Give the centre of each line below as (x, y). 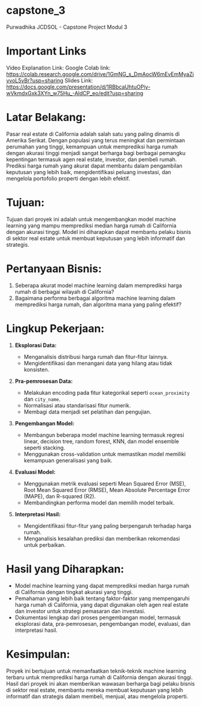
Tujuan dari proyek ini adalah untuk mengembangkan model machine (91, 219)
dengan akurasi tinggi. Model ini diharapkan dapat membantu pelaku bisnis (99, 232)
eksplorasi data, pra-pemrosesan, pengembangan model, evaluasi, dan (103, 623)
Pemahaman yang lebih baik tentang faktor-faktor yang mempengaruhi (102, 598)
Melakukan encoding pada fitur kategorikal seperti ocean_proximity (107, 392)
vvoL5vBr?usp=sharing (35, 80)
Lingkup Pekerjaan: (55, 328)
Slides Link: (79, 80)
